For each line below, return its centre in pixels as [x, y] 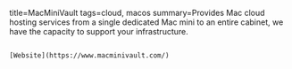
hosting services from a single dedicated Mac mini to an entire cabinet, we [146, 22]
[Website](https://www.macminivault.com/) [89, 56]
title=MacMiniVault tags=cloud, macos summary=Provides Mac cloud [137, 13]
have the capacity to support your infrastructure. [99, 31]
